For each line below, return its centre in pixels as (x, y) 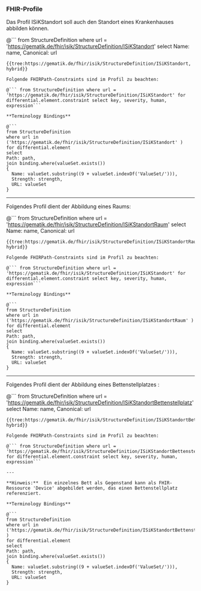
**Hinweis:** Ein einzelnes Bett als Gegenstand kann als (81, 483)
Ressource (19, 488)
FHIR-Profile (25, 9)
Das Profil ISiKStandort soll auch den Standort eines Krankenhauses (90, 22)
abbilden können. (28, 28)
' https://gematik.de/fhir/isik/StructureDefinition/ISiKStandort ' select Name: (98, 46)
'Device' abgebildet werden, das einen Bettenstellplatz (105, 488)
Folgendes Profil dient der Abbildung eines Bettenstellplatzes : (83, 385)
